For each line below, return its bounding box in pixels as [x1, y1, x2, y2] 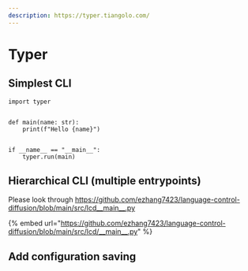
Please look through [8, 195, 73, 205]
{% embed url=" [8, 218, 62, 228]
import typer [8, 98, 51, 106]
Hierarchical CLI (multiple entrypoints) [8, 174, 201, 187]
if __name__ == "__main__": [8, 146, 101, 154]
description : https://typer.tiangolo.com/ [8, 11, 150, 20]
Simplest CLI [8, 76, 72, 91]
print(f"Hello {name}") [22, 125, 101, 133]
